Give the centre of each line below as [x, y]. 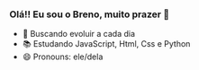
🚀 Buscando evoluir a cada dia [79, 34]
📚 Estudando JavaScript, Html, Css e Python [106, 44]
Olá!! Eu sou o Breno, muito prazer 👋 [90, 14]
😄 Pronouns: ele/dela [63, 57]
